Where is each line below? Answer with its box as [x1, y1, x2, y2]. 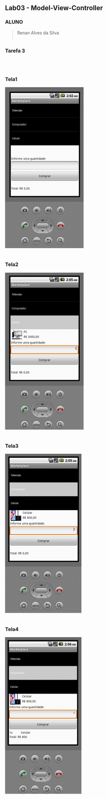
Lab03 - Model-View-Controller [5, 4, 103, 12]
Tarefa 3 [5, 47, 25, 54]
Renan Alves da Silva [17, 29, 59, 36]
